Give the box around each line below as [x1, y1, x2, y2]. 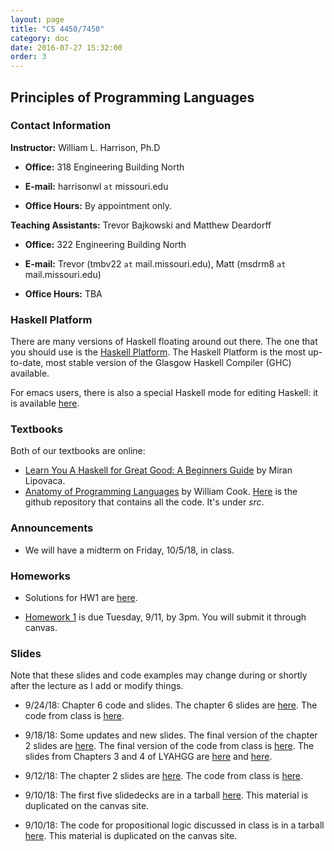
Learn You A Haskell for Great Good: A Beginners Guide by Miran [24, 464, 293, 476]
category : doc [10, 33, 70, 43]
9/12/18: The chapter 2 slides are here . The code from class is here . [24, 770, 304, 782]
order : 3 [10, 52, 47, 62]
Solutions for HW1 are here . [24, 592, 138, 603]
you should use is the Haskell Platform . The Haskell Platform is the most [10, 346, 307, 358]
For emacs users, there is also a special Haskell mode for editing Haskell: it [10, 387, 319, 399]
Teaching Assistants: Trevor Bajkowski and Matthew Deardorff [10, 219, 272, 231]
